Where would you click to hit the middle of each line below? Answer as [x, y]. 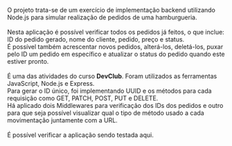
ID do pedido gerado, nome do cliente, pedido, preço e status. [96, 39]
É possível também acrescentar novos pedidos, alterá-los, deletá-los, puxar [115, 47]
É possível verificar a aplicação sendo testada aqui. [80, 135]
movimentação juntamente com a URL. [62, 120]
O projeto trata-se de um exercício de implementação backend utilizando [111, 10]
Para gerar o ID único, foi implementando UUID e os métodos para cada [110, 91]
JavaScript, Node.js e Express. [51, 83]
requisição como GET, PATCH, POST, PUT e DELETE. [83, 98]
